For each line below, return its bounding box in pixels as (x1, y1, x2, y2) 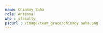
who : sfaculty (5, 16, 36, 21)
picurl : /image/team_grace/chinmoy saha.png (5, 20, 98, 26)
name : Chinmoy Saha (5, 7, 44, 12)
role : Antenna (5, 12, 34, 16)
